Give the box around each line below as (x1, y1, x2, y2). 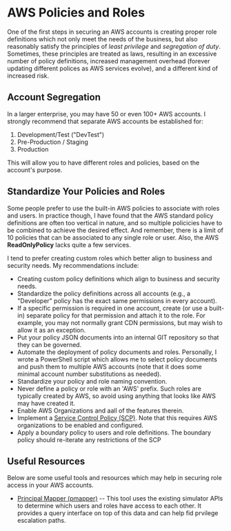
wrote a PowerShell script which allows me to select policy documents (17, 355, 217, 363)
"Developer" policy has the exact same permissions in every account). (17, 296, 217, 304)
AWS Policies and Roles (7, 5, 145, 21)
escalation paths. (17, 517, 67, 525)
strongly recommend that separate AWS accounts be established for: (7, 117, 203, 125)
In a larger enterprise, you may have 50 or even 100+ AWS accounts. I (7, 110, 206, 118)
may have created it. (17, 399, 76, 407)
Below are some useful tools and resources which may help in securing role (7, 474, 222, 482)
